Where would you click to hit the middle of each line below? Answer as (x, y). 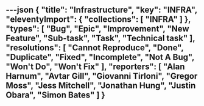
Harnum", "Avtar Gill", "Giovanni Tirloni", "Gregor (102, 76)
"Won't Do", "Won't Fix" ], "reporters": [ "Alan (95, 67)
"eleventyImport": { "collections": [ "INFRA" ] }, (98, 20)
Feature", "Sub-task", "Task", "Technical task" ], (100, 38)
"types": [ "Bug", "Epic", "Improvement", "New (97, 29)
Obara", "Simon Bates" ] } (55, 95)
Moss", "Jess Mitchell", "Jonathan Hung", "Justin (101, 86)
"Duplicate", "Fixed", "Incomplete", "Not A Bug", (100, 57)
